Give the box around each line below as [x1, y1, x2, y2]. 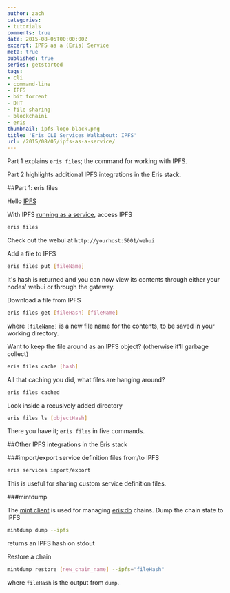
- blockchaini [7, 112, 48, 119]
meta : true [7, 49, 39, 56]
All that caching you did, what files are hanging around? [7, 375, 165, 384]
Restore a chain [7, 552, 52, 561]
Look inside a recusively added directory [7, 401, 123, 410]
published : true [7, 55, 54, 62]
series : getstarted [7, 61, 63, 68]
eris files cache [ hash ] [7, 363, 79, 370]
